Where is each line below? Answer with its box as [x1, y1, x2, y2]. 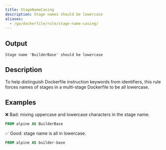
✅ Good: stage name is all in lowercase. [5, 130, 87, 136]
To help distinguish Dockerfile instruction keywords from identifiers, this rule [5, 78, 161, 84]
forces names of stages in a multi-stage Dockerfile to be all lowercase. [5, 84, 150, 90]
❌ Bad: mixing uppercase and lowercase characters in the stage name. [5, 112, 150, 117]
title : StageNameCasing [5, 7, 55, 12]
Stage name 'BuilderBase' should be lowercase [5, 52, 103, 57]
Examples [5, 98, 36, 107]
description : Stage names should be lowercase [5, 12, 103, 17]
